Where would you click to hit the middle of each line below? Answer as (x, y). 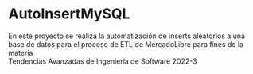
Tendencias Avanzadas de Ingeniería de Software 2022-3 (103, 61)
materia (21, 53)
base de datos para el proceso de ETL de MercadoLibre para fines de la (126, 44)
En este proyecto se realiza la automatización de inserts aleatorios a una (127, 36)
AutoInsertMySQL (69, 14)
